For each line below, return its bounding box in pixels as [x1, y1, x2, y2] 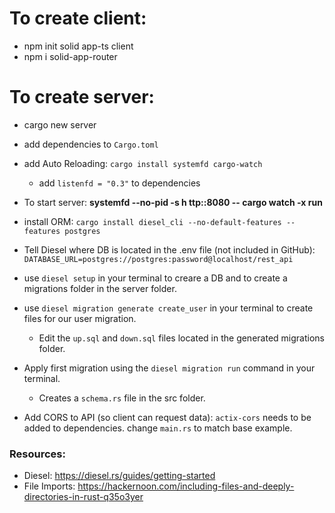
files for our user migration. [23, 312, 137, 324]
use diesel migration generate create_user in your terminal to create [23, 302, 314, 314]
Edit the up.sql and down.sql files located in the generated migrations [38, 332, 325, 344]
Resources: [9, 447, 66, 461]
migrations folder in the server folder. [23, 282, 177, 294]
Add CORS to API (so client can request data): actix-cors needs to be [23, 411, 312, 423]
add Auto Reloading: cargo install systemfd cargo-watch [23, 157, 263, 169]
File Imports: [23, 480, 76, 492]
